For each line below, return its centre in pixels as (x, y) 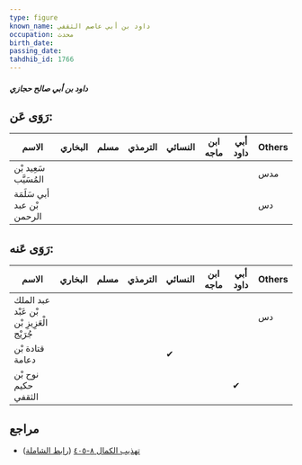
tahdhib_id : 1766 (42, 59)
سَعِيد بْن (30, 168)
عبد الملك (32, 300)
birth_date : (31, 43)
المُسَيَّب (29, 179)
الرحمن (28, 217)
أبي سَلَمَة (32, 194)
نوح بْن (26, 374)
